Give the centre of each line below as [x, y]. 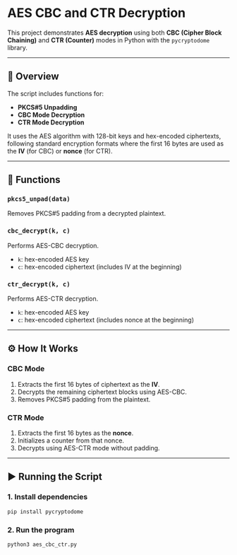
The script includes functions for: [56, 93]
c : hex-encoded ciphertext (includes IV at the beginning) [99, 267]
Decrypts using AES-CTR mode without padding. [89, 448]
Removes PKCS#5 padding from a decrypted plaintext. [87, 214]
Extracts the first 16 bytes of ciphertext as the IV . [89, 384]
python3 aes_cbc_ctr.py [42, 544]
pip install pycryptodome [45, 512]
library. [18, 47]
